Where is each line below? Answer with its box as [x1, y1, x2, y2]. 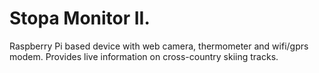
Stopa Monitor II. [9, 7, 151, 30]
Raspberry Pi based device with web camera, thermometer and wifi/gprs [9, 40, 309, 52]
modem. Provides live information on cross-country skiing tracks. [9, 50, 279, 62]
